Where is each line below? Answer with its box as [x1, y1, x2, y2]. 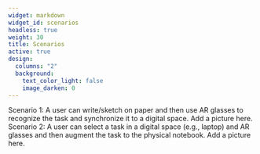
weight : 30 [8, 33, 44, 41]
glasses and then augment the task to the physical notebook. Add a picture [8, 131, 251, 140]
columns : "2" [15, 63, 58, 70]
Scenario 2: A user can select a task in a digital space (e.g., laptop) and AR [8, 122, 250, 131]
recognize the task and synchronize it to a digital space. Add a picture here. [8, 114, 253, 124]
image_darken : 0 [22, 84, 76, 92]
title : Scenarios [8, 41, 65, 48]
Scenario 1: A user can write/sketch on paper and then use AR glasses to [8, 106, 244, 115]
